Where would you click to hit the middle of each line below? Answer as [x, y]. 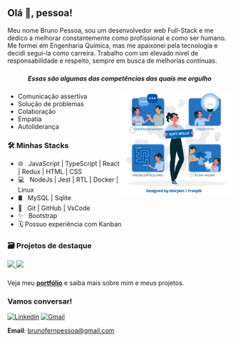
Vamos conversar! [40, 301]
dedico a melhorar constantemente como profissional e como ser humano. [117, 38]
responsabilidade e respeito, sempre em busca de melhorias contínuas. [112, 61]
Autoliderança [38, 127]
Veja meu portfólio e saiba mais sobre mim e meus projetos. [96, 283]
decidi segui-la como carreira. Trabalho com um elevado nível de [103, 53]
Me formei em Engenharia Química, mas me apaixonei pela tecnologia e [113, 45]
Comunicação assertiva [52, 96]
